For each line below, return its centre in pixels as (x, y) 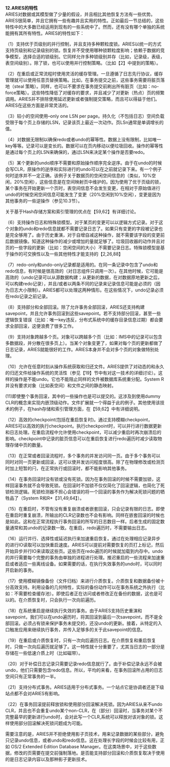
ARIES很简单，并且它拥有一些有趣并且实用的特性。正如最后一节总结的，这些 (85, 20)
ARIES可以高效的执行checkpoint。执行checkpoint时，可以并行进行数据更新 (83, 426)
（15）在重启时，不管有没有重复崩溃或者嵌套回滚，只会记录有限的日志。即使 (85, 509)
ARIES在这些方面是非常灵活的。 (38, 105)
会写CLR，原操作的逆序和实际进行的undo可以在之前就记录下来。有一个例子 (83, 169)
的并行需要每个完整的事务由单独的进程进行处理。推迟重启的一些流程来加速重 (85, 558)
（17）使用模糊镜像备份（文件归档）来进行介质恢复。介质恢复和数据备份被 (83, 581)
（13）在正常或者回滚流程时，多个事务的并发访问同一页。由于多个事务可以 (83, 456)
